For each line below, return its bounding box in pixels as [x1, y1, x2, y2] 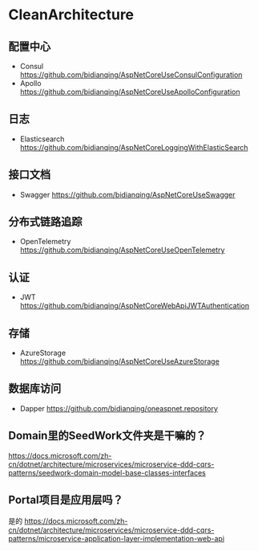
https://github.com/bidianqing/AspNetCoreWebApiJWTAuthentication [19, 301, 250, 311]
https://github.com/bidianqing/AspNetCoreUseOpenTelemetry [19, 245, 225, 255]
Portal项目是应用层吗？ [8, 493, 123, 507]
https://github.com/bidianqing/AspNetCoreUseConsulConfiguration [19, 70, 243, 80]
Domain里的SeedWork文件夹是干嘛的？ [8, 429, 207, 443]
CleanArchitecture [8, 6, 135, 24]
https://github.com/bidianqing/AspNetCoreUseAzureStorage [19, 357, 220, 366]
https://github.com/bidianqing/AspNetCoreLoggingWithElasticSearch [19, 142, 248, 152]
